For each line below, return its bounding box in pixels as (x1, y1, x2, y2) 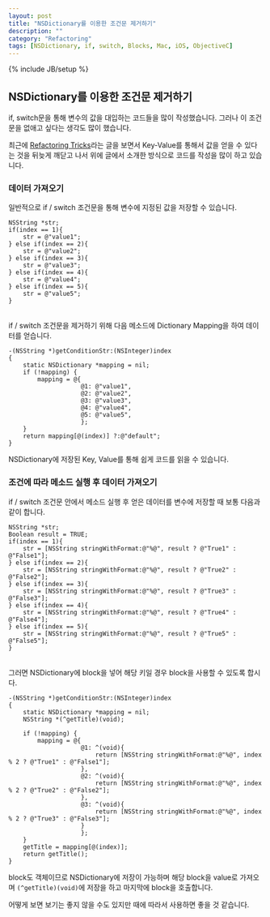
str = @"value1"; (23, 233, 82, 242)
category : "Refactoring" (8, 34, 92, 43)
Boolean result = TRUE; (8, 530, 89, 538)
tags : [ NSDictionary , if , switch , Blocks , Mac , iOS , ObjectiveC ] (8, 42, 234, 50)
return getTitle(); (23, 850, 89, 858)
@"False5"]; (8, 636, 49, 645)
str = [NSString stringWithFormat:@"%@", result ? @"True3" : (23, 587, 237, 595)
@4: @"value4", (80, 404, 132, 412)
